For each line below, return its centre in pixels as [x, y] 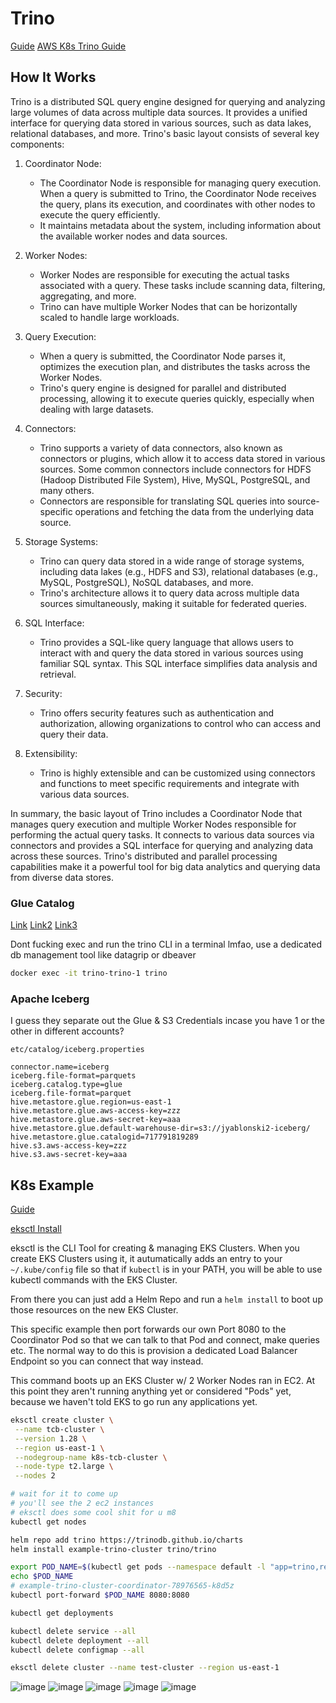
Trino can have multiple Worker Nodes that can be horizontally [168, 306]
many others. [67, 490]
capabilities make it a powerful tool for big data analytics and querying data [165, 866]
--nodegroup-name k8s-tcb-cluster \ [91, 1457]
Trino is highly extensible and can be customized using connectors [177, 773]
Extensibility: [51, 753]
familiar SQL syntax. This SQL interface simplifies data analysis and [178, 663]
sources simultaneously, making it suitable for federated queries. [173, 603]
